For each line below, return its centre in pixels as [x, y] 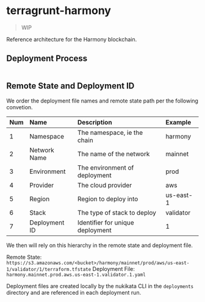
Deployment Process [47, 59]
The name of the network [113, 154]
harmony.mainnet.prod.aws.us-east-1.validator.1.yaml [76, 275]
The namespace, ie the [110, 132]
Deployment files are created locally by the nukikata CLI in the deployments [100, 286]
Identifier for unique [106, 222]
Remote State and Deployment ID [70, 86]
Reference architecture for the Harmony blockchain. [72, 39]
